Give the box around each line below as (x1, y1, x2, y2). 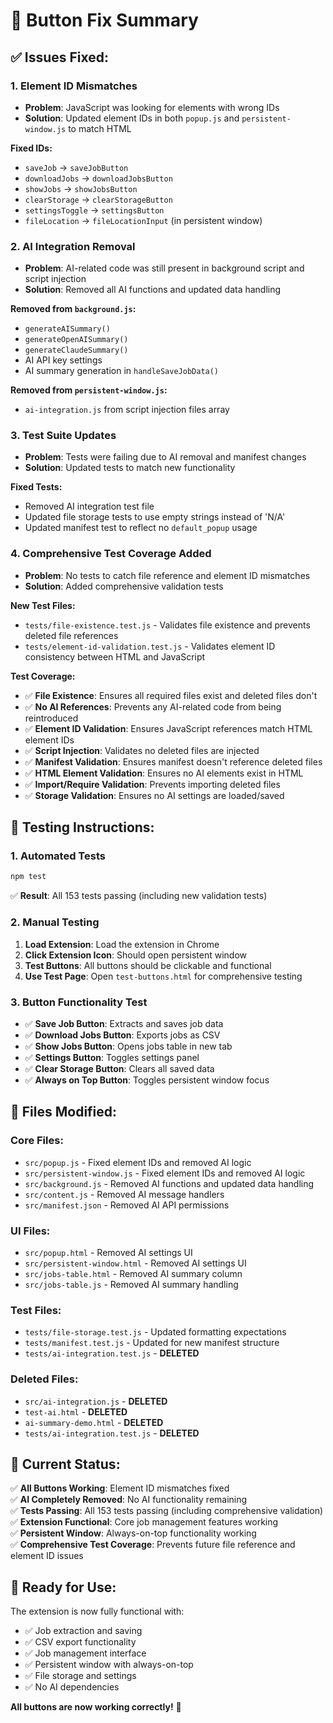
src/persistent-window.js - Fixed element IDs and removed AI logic (24, 1167, 306, 1179)
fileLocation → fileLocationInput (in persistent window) (24, 214, 263, 226)
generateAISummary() (24, 324, 111, 334)
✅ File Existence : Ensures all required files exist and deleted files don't (24, 689, 318, 701)
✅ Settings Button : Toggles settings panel (24, 1051, 200, 1063)
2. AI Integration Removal (10, 239, 136, 253)
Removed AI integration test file (24, 500, 155, 513)
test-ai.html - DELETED (24, 1405, 128, 1418)
